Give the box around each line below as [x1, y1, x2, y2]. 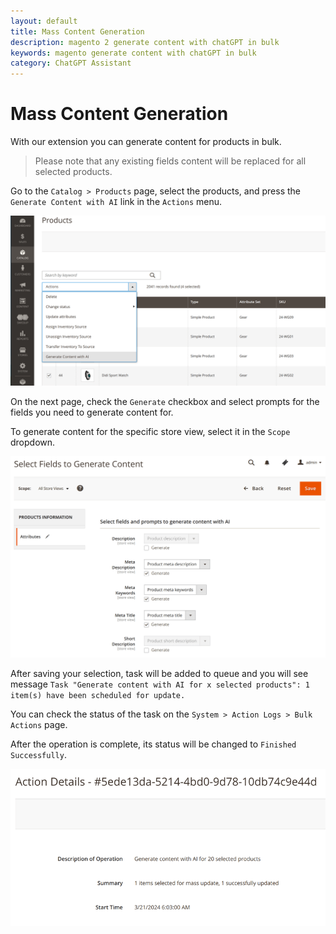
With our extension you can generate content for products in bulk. [10, 136, 282, 148]
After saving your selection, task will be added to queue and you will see [10, 668, 309, 680]
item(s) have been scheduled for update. [10, 691, 186, 701]
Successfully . [10, 749, 67, 761]
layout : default [10, 16, 78, 26]
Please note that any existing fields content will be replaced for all [34, 155, 307, 167]
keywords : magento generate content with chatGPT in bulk [10, 48, 257, 58]
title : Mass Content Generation [10, 26, 145, 37]
